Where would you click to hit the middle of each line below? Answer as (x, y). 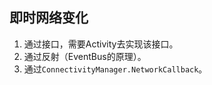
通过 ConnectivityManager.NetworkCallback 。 (115, 69)
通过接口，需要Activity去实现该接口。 (101, 44)
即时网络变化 (49, 18)
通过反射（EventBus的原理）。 (85, 56)
